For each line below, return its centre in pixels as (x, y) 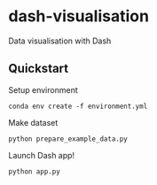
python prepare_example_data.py (68, 139)
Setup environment (43, 89)
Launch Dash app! (42, 155)
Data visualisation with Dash (60, 41)
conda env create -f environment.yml (78, 106)
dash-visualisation (79, 16)
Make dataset (33, 122)
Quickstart (39, 69)
